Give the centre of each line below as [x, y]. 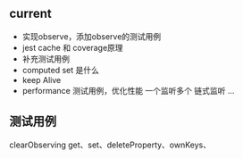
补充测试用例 [46, 59]
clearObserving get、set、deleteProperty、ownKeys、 [110, 145]
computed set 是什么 [61, 70]
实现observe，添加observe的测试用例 [92, 36]
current [30, 14]
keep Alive [42, 79]
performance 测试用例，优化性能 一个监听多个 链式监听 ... [128, 90]
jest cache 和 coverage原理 [72, 47]
